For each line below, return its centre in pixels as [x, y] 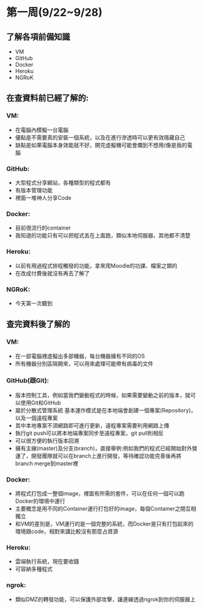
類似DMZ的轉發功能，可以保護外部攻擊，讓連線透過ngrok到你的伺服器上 [105, 599]
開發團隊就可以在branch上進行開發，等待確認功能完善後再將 [106, 455]
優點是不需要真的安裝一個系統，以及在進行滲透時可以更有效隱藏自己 [100, 137]
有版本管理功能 [34, 190]
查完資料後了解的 [38, 325]
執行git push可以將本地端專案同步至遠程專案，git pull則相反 [89, 433]
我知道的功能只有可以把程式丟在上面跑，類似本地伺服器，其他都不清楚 [103, 236]
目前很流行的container [43, 228]
